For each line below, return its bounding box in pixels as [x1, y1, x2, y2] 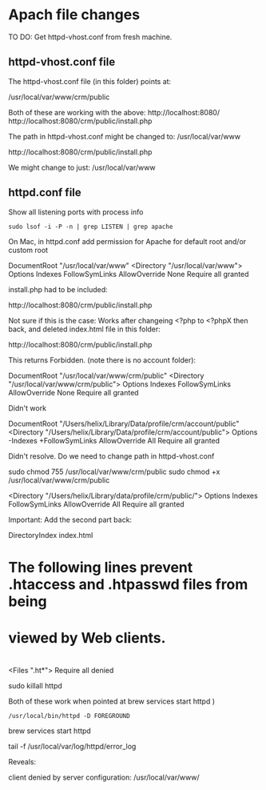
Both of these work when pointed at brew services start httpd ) [8, 696, 216, 706]
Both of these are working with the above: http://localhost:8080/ [8, 107, 220, 117]
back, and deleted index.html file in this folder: [8, 324, 161, 334]
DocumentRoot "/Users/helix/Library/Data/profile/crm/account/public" [8, 419, 240, 428]
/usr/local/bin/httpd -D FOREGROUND [8, 712, 130, 720]
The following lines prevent [8, 558, 193, 576]
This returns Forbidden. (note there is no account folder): [8, 355, 197, 365]
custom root [8, 245, 49, 255]
